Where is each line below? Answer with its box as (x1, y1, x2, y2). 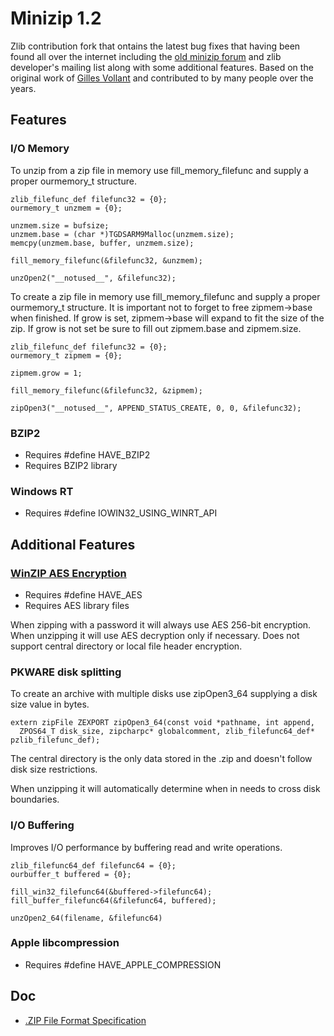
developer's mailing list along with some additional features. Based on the (10, 61, 314, 73)
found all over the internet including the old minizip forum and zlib (10, 50, 282, 62)
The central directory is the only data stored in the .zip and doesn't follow (10, 753, 313, 765)
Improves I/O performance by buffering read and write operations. (10, 841, 283, 853)
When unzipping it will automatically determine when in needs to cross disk (10, 783, 321, 795)
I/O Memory (10, 142, 70, 156)
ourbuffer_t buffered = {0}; (10, 869, 132, 879)
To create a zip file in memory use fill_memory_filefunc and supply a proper (10, 290, 321, 302)
